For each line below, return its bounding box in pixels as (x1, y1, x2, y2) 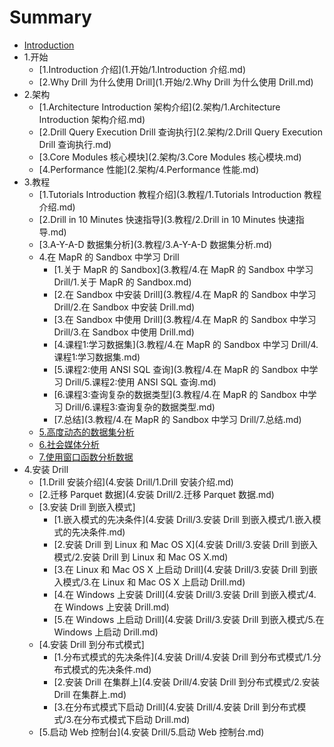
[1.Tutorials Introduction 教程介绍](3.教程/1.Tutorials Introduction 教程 (38, 188, 322, 200)
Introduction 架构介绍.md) (38, 113, 146, 125)
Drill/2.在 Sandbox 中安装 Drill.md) (53, 301, 196, 313)
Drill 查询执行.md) (38, 138, 112, 150)
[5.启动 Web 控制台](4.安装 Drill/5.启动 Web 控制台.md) (38, 726, 265, 738)
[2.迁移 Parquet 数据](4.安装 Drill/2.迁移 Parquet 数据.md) (38, 488, 275, 500)
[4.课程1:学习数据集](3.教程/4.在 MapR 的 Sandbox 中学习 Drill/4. (53, 338, 319, 350)
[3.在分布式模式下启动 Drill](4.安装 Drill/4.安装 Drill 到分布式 (53, 701, 298, 713)
